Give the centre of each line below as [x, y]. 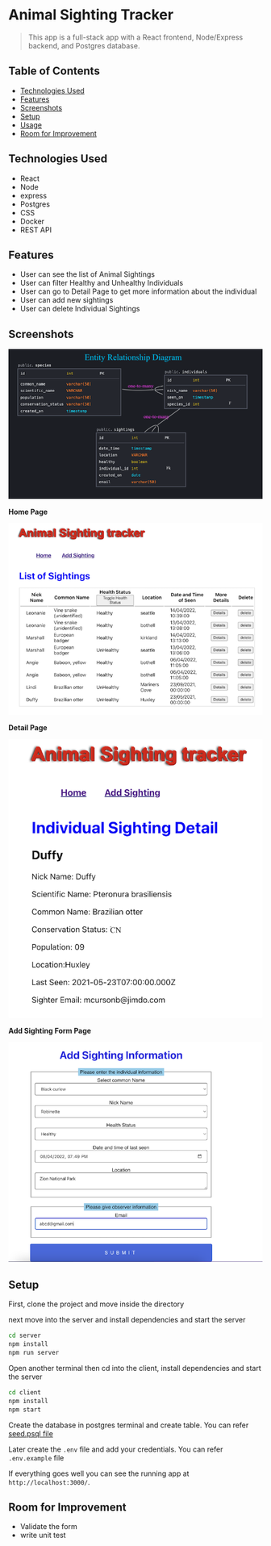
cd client [25, 1392]
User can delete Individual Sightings [80, 309]
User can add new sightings [67, 300]
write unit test [43, 1536]
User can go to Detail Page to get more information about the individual [138, 291]
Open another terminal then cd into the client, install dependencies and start [135, 1368]
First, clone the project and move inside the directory [96, 1304]
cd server [25, 1336]
